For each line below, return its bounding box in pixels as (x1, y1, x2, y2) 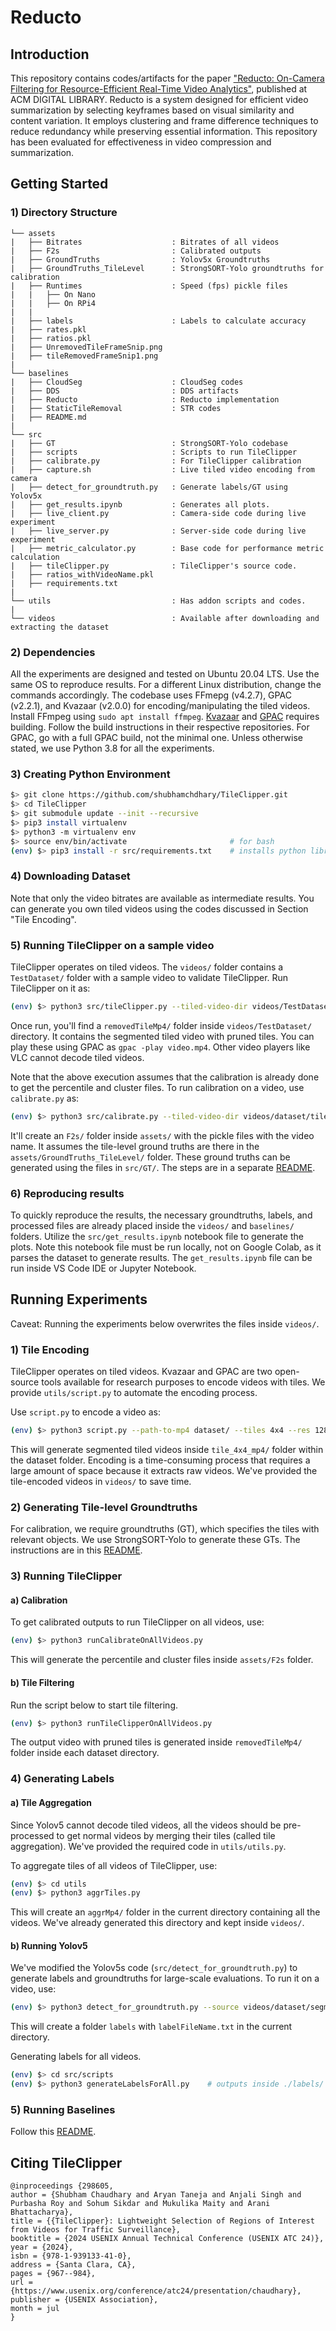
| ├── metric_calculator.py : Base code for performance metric (10, 543, 325, 553)
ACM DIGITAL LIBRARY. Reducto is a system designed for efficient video (10, 94, 309, 105)
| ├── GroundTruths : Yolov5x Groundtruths (10, 254, 271, 265)
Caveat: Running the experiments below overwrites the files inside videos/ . (10, 1317, 320, 1330)
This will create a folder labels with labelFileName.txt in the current (10, 2021, 293, 2033)
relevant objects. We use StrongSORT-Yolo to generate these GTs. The (10, 1534, 301, 1546)
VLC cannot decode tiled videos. (10, 1051, 145, 1063)
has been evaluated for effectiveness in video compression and (10, 136, 272, 148)
